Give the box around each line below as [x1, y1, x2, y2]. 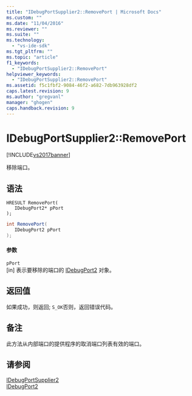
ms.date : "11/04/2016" [6, 20, 64, 26]
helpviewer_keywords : [6, 71, 61, 77]
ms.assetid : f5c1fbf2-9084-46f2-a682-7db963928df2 [6, 83, 137, 89]
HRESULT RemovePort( [6, 200, 59, 206]
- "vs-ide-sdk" [12, 43, 50, 49]
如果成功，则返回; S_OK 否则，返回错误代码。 [6, 303, 117, 310]
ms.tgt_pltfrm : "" [6, 49, 53, 55]
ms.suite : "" [6, 32, 39, 38]
